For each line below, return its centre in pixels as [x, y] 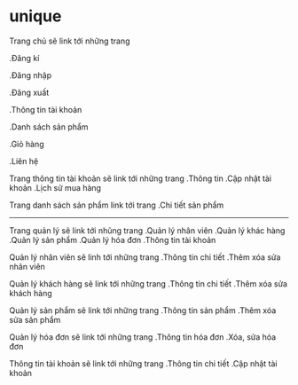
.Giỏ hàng [27, 144]
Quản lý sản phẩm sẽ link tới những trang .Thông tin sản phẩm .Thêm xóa [143, 310]
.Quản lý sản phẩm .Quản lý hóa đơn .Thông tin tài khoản [113, 240]
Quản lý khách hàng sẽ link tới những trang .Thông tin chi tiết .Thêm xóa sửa [149, 283]
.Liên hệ [24, 161]
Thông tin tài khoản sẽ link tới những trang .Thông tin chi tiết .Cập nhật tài [143, 363]
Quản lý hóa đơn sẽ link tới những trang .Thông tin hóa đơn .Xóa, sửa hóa [143, 337]
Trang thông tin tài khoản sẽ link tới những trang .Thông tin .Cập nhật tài [141, 178]
